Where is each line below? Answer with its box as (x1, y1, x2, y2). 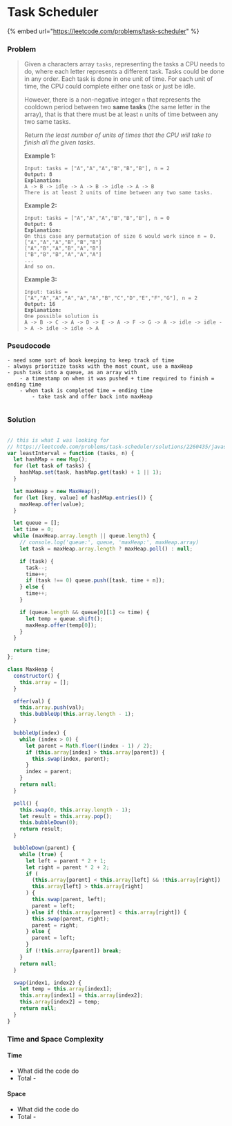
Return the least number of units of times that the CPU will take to (23, 131, 212, 139)
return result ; (19, 826, 64, 833)
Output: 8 (23, 171, 53, 178)
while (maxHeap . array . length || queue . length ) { (13, 533, 156, 539)
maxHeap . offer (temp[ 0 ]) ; (25, 622, 97, 629)
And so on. (23, 264, 56, 270)
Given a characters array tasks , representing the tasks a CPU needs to (23, 60, 225, 68)
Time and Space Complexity (7, 1034, 104, 1044)
